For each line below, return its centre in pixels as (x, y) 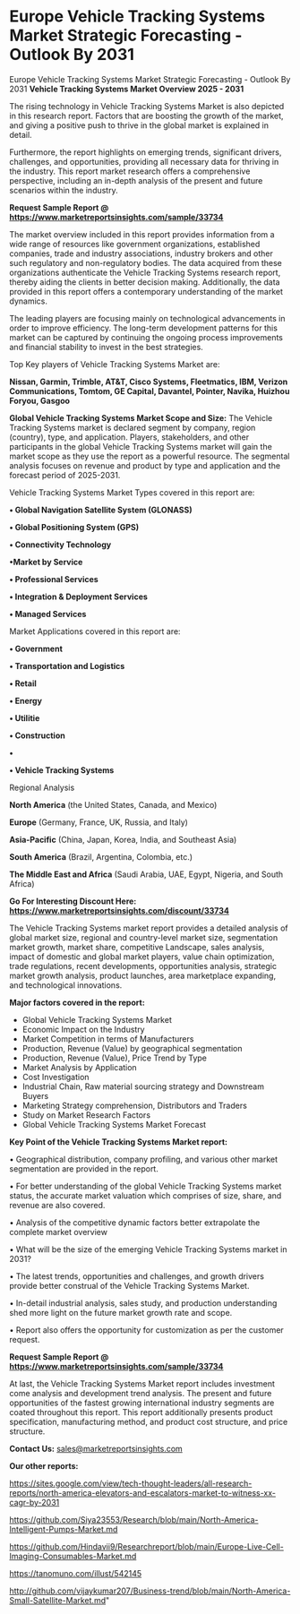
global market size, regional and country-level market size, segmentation (144, 937)
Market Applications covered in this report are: (95, 631)
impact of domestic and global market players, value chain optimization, (142, 957)
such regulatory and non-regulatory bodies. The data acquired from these (146, 262)
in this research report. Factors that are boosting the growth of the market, (146, 116)
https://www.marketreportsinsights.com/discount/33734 (120, 910)
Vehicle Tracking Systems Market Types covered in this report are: (132, 492)
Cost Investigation (56, 1077)
